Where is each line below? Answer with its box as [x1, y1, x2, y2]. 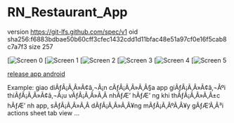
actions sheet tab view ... [7, 108, 80, 117]
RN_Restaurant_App [7, 4, 128, 20]
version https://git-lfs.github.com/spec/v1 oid [7, 27, 138, 36]
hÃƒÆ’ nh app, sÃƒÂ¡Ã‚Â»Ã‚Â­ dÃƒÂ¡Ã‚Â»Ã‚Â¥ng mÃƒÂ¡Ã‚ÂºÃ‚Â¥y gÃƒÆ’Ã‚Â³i [7, 101, 223, 110]
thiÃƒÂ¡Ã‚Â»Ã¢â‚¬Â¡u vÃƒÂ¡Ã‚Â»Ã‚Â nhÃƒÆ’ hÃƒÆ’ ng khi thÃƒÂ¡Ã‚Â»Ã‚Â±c [7, 91, 221, 99]
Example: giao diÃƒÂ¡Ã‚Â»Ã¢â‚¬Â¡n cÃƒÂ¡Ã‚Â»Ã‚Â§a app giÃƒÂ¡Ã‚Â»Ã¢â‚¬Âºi [7, 83, 226, 91]
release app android [7, 70, 65, 78]
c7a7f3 [7, 42, 27, 51]
